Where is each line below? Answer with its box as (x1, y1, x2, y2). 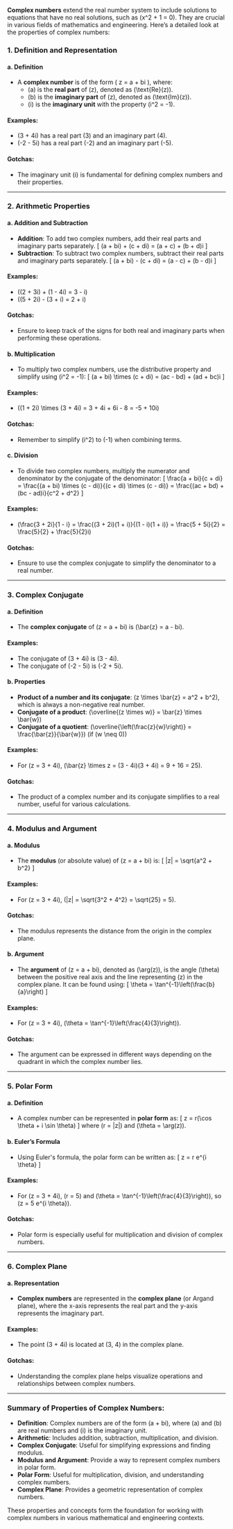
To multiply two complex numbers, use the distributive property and (17, 365, 212, 374)
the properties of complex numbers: (7, 28, 110, 36)
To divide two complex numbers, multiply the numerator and (17, 466, 190, 475)
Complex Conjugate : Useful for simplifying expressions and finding (17, 1441, 211, 1449)
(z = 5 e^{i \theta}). (17, 1199, 71, 1207)
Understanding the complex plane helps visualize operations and (17, 1372, 203, 1380)
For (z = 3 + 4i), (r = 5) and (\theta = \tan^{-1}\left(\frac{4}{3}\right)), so (17, 1191, 222, 1200)
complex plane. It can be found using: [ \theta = (17, 980, 154, 988)
